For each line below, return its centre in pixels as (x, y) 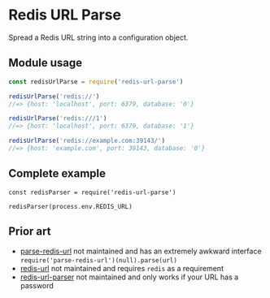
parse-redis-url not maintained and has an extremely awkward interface (141, 251)
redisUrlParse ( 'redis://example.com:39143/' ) (87, 141)
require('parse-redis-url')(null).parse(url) (98, 260)
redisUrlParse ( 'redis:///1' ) (58, 119)
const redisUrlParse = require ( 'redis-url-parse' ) (96, 82)
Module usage (46, 63)
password (37, 285)
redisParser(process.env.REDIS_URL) (70, 206)
